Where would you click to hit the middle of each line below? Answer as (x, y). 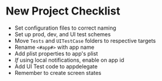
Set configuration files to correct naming (65, 28)
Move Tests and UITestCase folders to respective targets (85, 40)
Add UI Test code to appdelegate (56, 66)
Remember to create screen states (58, 73)
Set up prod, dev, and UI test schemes (62, 34)
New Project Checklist (63, 11)
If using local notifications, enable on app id (69, 60)
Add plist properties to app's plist (56, 53)
